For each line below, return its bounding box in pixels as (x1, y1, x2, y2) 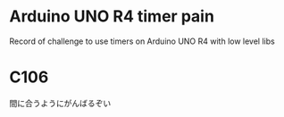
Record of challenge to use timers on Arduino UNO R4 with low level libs (9, 36, 275, 46)
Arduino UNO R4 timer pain (9, 6, 214, 27)
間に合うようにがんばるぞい (9, 97, 112, 108)
